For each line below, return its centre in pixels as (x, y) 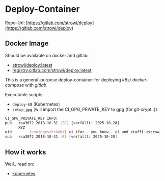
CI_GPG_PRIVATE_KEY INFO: (31, 118)
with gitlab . (36, 85)
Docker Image (27, 44)
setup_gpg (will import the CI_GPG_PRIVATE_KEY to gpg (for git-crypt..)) (84, 109)
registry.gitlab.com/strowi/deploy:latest (52, 70)
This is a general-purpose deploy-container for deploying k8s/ (68, 79)
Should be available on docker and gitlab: (47, 55)
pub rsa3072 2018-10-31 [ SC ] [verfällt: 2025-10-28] (62, 123)
